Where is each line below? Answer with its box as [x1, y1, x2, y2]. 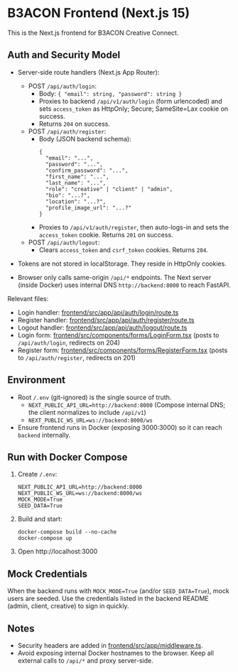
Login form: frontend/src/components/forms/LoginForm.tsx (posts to [17, 330, 220, 339]
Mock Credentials [7, 568, 87, 580]
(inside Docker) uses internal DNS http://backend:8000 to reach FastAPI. [17, 281, 231, 289]
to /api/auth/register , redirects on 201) [17, 353, 136, 362]
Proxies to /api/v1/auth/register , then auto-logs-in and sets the [38, 222, 229, 232]
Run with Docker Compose [7, 451, 128, 463]
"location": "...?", [45, 197, 107, 205]
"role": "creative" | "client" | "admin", [45, 185, 173, 193]
